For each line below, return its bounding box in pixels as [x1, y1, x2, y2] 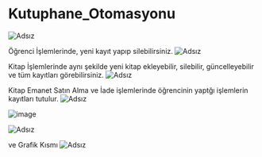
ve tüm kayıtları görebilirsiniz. [8, 70, 105, 79]
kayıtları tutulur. [8, 94, 59, 103]
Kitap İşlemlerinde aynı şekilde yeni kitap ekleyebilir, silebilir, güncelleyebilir [8, 61, 254, 71]
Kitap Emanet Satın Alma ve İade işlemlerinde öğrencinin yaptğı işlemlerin [8, 85, 249, 95]
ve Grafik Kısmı [8, 140, 58, 149]
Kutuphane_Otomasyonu [8, 5, 176, 23]
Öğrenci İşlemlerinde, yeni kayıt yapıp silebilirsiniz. [8, 46, 173, 56]
